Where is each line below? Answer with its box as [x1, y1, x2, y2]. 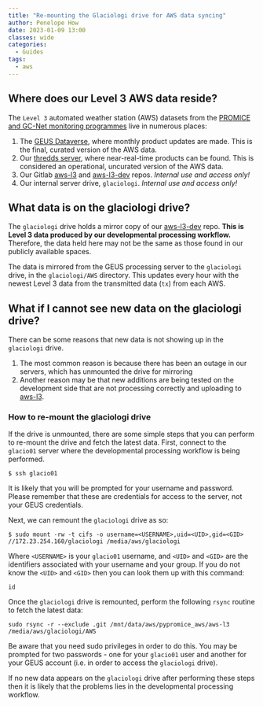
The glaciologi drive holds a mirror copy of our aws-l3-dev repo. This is [8, 222, 245, 231]
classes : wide [8, 33, 55, 42]
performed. [8, 454, 45, 464]
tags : [8, 56, 26, 64]
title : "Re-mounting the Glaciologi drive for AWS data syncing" [8, 11, 226, 20]
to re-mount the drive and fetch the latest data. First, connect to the [8, 438, 227, 447]
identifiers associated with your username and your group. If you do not [8, 560, 241, 569]
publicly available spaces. [8, 247, 92, 257]
